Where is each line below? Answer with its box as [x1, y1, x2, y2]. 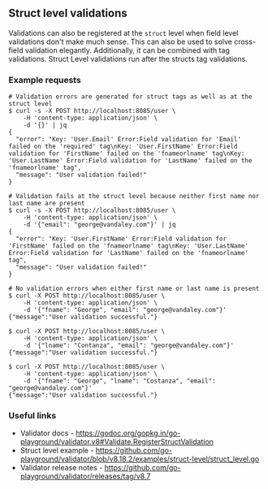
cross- [234, 37, 257, 46]
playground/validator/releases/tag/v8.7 [19, 471, 151, 482]
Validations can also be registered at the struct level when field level [8, 28, 239, 37]
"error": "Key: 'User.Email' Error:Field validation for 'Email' [15, 136, 242, 144]
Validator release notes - [19, 463, 103, 473]
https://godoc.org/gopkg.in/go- [76, 428, 181, 438]
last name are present [8, 199, 85, 208]
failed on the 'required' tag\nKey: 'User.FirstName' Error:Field [8, 142, 238, 151]
